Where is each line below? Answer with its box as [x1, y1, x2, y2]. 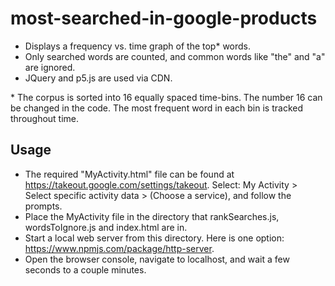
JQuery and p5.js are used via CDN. [24, 72, 173, 84]
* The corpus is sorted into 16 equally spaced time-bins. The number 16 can [10, 91, 323, 103]
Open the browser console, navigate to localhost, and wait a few [24, 253, 290, 265]
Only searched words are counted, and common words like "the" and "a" [24, 50, 326, 62]
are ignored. [24, 61, 76, 73]
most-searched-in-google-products [10, 7, 318, 30]
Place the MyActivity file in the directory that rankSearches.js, [24, 210, 280, 222]
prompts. [24, 200, 63, 212]
